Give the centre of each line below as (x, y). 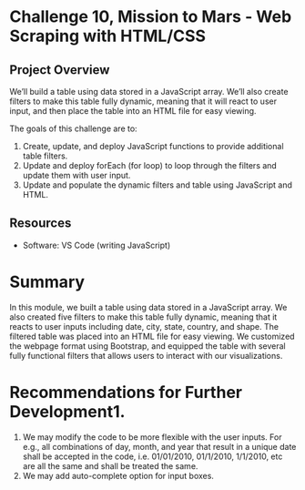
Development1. (67, 411)
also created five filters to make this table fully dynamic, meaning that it (143, 317)
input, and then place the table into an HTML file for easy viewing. (133, 111)
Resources (41, 224)
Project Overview (60, 70)
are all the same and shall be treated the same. (110, 465)
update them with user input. (76, 175)
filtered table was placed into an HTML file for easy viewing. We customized (152, 336)
